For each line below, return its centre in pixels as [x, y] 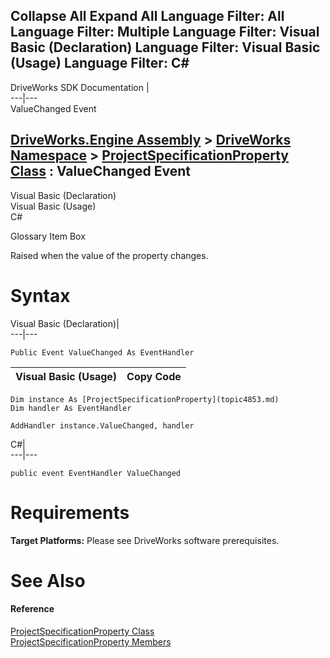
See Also [48, 580]
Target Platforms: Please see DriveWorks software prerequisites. [145, 540]
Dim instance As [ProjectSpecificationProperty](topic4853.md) [145, 399]
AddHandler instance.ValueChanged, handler [102, 425]
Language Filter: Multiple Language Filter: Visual [165, 32]
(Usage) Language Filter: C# [100, 63]
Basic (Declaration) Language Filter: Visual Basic [165, 47]
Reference [32, 609]
